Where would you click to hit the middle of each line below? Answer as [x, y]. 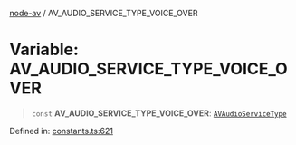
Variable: [44, 50]
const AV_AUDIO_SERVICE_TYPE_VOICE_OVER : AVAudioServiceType [159, 113]
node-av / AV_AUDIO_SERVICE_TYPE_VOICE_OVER [104, 13]
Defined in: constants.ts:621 [61, 130]
